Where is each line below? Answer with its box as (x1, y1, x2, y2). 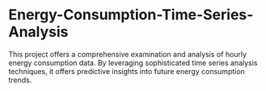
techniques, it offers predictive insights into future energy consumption (8, 66, 245, 76)
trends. (8, 75, 32, 85)
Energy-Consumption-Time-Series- (8, 6, 254, 24)
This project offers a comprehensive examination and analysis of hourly (8, 49, 247, 59)
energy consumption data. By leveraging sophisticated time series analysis (8, 58, 258, 68)
